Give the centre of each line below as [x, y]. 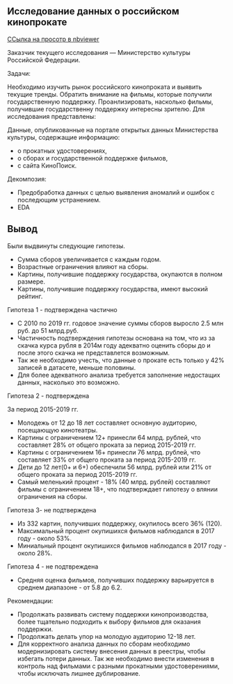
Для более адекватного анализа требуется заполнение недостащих [119, 375]
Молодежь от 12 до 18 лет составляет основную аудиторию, [107, 423]
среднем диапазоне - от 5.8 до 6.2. [70, 587]
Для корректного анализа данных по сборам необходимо [104, 644]
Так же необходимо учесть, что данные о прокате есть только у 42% [121, 360]
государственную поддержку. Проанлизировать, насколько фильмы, [110, 101]
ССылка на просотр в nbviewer [53, 39]
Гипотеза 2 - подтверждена [48, 396]
